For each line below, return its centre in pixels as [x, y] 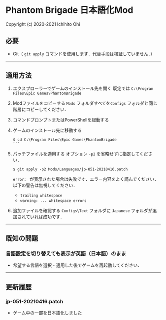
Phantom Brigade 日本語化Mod [69, 10]
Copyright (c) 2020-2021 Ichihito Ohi [43, 24]
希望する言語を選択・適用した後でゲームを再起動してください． [77, 265]
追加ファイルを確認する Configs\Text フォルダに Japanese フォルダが [83, 210]
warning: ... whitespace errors [53, 200]
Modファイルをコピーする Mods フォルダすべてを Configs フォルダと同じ [85, 103]
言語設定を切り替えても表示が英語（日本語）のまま [66, 253]
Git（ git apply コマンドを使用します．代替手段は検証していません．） [84, 54]
